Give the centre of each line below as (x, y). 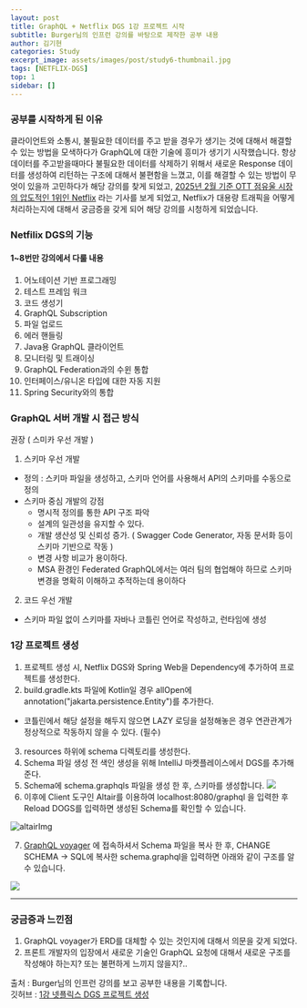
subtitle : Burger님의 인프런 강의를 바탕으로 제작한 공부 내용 (115, 35)
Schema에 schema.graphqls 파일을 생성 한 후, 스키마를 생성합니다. (144, 785)
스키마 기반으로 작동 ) (75, 546)
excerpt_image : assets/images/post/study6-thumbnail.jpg (121, 60)
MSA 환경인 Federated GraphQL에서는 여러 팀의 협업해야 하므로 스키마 (164, 569)
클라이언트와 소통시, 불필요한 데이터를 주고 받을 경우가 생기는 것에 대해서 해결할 (151, 140)
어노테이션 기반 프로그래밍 (70, 280)
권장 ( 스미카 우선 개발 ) (52, 440)
